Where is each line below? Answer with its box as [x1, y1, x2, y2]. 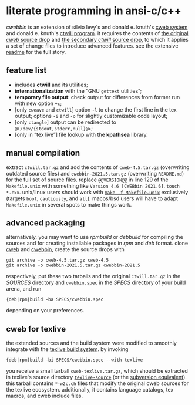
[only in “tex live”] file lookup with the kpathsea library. [14, 131, 148, 138]
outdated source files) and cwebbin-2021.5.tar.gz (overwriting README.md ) [6, 170, 184, 177]
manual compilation [6, 148, 80, 158]
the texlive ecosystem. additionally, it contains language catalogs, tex [6, 386, 174, 393]
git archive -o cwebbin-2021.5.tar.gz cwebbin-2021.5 [6, 262, 141, 268]
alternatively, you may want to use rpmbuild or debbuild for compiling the [6, 234, 183, 241]
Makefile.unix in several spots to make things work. [6, 201, 132, 208]
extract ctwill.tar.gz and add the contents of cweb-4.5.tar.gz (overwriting [6, 163, 190, 171]
